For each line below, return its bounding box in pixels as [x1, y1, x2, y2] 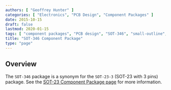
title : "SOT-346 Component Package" [5, 36, 83, 41]
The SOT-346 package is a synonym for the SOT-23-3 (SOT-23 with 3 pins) [5, 73, 158, 79]
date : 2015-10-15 [5, 17, 42, 22]
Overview [5, 60, 37, 69]
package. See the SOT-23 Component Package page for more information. [5, 79, 162, 85]
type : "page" [5, 41, 33, 46]
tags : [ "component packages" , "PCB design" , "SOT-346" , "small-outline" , [5, 31, 167, 36]
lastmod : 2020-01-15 [5, 27, 49, 32]
